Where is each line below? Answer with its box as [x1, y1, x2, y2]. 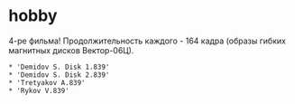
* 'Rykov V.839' [8, 86, 69, 95]
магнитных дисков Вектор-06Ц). [8, 44, 134, 55]
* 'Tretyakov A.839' [8, 78, 87, 87]
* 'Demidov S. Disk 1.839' [8, 62, 110, 71]
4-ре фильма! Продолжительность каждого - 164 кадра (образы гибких [8, 35, 286, 46]
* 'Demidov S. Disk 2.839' [8, 70, 110, 80]
